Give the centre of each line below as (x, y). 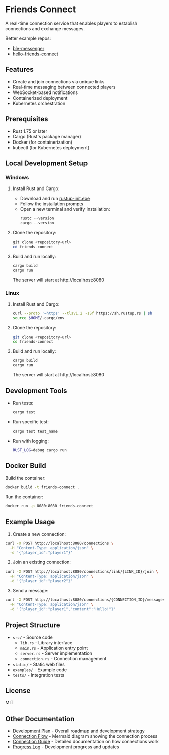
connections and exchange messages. (45, 28)
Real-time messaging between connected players (64, 87)
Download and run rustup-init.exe (55, 199)
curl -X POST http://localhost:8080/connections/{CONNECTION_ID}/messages (85, 600)
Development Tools (36, 391)
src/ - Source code (32, 637)
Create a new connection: (39, 534)
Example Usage (30, 522)
